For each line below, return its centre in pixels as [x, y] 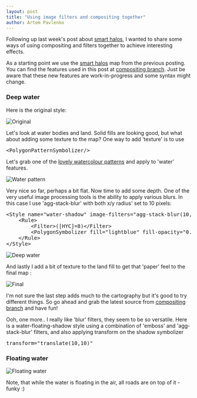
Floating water [27, 358]
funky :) [16, 389]
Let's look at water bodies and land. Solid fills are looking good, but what [94, 132]
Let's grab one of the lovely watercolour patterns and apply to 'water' [90, 161]
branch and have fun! [32, 308]
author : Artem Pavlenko [35, 22]
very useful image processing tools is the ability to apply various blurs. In [95, 197]
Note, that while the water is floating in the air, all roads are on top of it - [93, 382]
